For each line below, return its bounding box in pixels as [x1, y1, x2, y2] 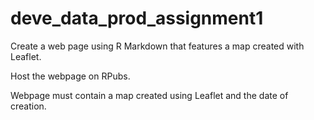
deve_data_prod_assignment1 [10, 7, 264, 30]
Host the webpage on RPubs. [10, 70, 131, 82]
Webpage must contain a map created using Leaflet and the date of [10, 89, 289, 101]
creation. [10, 100, 47, 112]
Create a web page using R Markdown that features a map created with [10, 40, 305, 52]
